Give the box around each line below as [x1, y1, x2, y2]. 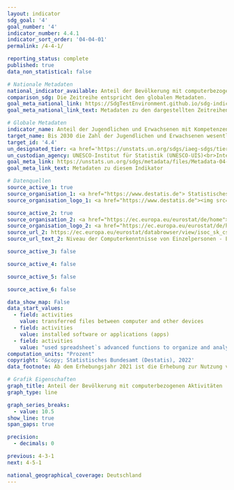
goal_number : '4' [7, 23, 58, 30]
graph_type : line [7, 389, 58, 396]
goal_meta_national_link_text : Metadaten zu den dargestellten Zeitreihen [7, 107, 229, 114]
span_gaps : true [7, 421, 54, 428]
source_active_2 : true [7, 209, 73, 216]
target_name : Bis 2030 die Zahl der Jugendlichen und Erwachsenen [7, 132, 204, 140]
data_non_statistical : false [7, 68, 92, 75]
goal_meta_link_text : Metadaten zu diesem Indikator [7, 165, 164, 172]
